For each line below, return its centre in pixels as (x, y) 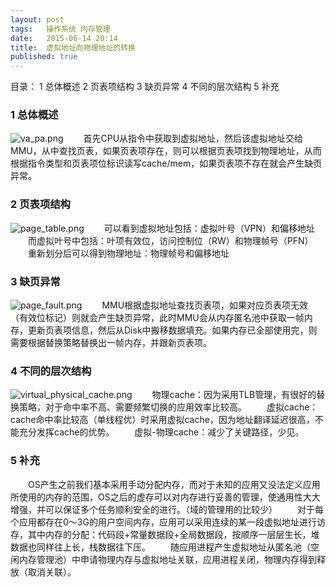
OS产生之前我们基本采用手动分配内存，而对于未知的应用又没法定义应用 (174, 484)
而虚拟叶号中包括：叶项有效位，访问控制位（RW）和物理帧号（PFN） (170, 240)
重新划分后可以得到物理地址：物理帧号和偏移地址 (128, 253)
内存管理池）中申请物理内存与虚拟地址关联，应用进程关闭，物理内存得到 (167, 559)
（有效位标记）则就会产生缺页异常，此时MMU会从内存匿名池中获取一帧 (157, 318)
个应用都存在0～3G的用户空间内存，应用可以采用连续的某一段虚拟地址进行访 (168, 522)
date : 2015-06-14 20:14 (64, 38)
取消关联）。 (52, 572)
